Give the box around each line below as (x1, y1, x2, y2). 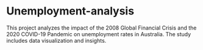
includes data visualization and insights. (6, 37, 107, 44)
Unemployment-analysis (6, 4, 135, 18)
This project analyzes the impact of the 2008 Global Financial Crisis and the (6, 24, 197, 31)
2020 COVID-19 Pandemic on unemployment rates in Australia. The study (6, 30, 191, 37)
